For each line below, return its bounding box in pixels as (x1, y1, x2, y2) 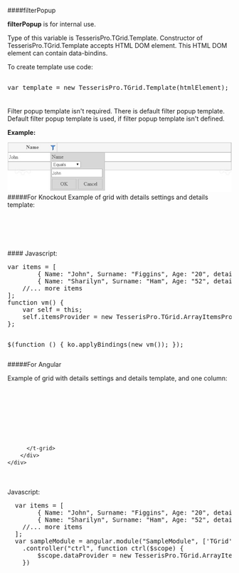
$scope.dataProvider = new (37, 551, 132, 559)
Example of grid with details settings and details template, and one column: (7, 374, 228, 382)
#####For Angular (7, 360, 62, 369)
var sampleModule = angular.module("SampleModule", (14, 537, 199, 545)
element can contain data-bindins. (7, 49, 108, 57)
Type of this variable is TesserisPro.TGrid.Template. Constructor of (7, 34, 203, 42)
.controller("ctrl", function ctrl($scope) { (22, 544, 184, 552)
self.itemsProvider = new (22, 313, 113, 321)
